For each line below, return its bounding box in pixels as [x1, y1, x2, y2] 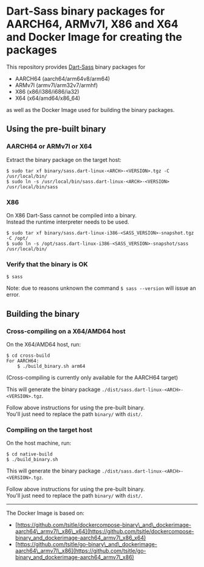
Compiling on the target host [6, 425, 93, 434]
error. [6, 291, 20, 298]
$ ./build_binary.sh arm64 [17, 363, 86, 369]
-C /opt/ [6, 235, 29, 241]
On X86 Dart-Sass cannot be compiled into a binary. [6, 211, 137, 219]
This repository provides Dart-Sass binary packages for [6, 63, 146, 71]
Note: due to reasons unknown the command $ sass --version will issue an [6, 284, 196, 292]
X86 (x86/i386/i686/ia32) [15, 88, 80, 95]
